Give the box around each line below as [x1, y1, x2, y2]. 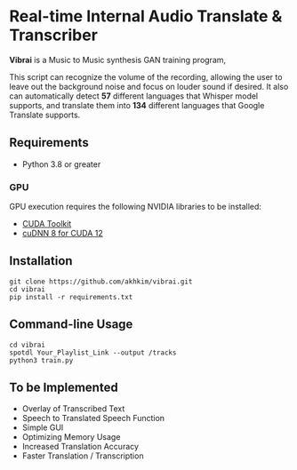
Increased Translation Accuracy [21, 442, 140, 452]
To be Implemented [9, 380, 118, 395]
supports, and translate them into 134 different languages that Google [9, 100, 265, 110]
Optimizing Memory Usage [21, 432, 121, 442]
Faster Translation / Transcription [21, 450, 144, 461]
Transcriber [9, 25, 98, 45]
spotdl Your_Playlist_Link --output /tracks [9, 348, 177, 357]
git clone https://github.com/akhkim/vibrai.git [9, 277, 193, 286]
